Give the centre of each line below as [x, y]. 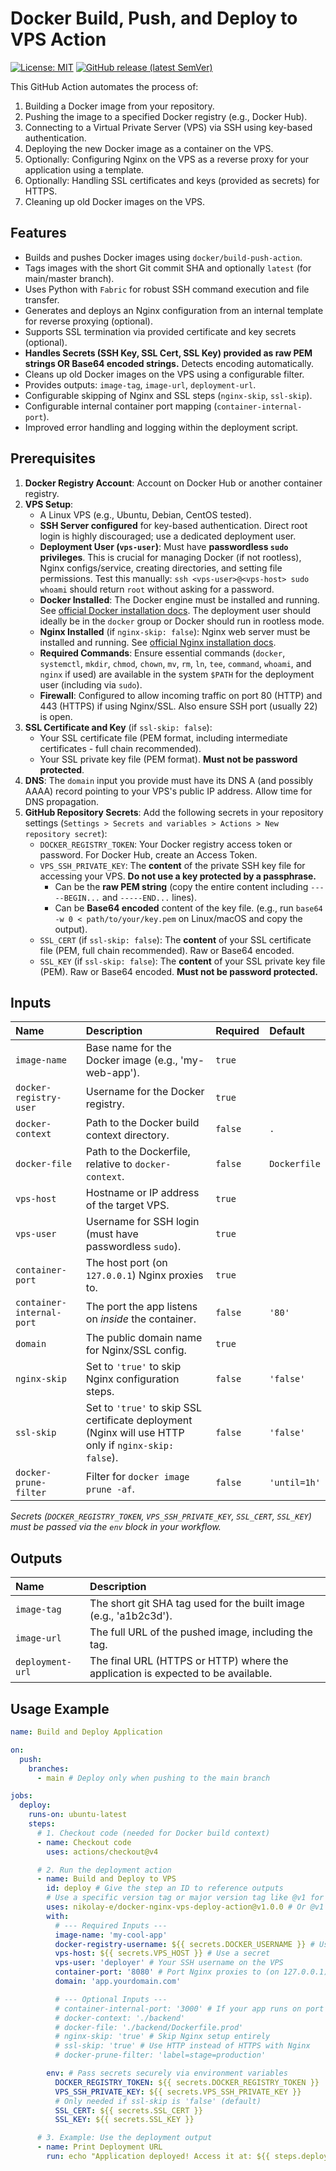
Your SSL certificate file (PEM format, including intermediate [163, 738]
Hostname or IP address [142, 1193]
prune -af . [110, 1489]
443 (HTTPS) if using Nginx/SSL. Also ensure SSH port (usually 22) [178, 706]
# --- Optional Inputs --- [111, 1999]
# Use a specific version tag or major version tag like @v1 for [185, 1898]
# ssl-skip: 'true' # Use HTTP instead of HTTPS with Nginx [182, 2046]
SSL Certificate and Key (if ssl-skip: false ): [118, 727]
